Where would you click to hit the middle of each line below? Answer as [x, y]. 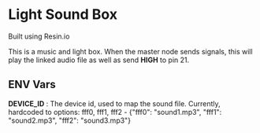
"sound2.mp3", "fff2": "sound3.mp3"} [70, 120]
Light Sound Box [63, 15]
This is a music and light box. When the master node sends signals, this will [131, 51]
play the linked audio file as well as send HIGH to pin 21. [99, 60]
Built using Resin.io [39, 36]
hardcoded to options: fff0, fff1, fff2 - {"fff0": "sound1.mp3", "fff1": [115, 112]
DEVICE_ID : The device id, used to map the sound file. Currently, [114, 103]
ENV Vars [32, 85]
